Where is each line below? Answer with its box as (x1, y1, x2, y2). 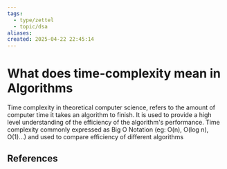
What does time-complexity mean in (7, 66, 221, 82)
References (7, 153, 58, 165)
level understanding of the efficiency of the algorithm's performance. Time (7, 118, 220, 127)
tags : (7, 10, 23, 17)
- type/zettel (13, 17, 54, 24)
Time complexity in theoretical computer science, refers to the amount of (7, 103, 216, 112)
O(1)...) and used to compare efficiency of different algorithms (7, 133, 184, 141)
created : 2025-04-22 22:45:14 (7, 36, 95, 43)
